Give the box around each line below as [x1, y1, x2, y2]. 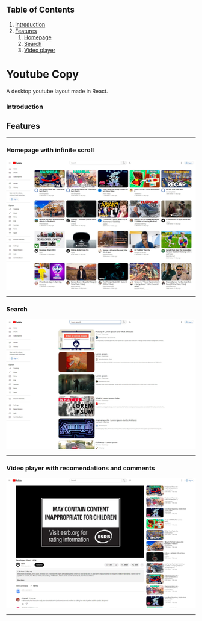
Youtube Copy [6, 67, 79, 81]
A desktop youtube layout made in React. [6, 87, 108, 95]
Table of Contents [6, 5, 75, 15]
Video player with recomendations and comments [6, 464, 155, 472]
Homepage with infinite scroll [6, 146, 94, 154]
